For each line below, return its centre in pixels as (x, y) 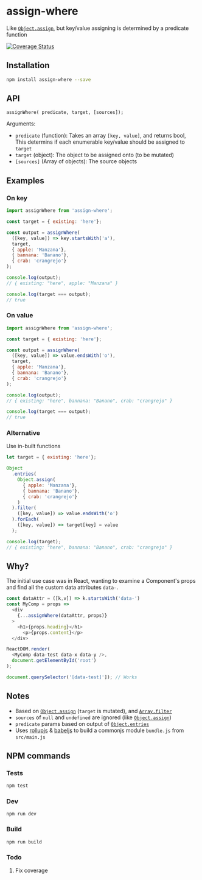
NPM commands (38, 755)
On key (17, 198)
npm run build (24, 842)
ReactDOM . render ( (28, 649)
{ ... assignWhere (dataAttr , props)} (62, 616)
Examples (25, 181)
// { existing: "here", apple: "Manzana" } (62, 283)
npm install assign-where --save (49, 79)
